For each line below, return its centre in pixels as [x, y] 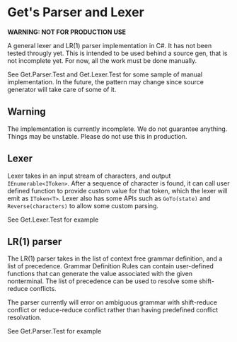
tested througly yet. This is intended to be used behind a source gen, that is [117, 53]
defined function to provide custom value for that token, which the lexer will [117, 190]
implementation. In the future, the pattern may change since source [105, 81]
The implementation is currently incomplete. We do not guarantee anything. [117, 129]
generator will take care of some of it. [62, 89]
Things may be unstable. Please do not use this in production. [97, 136]
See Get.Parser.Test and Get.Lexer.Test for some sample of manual [105, 74]
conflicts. [43, 289]
